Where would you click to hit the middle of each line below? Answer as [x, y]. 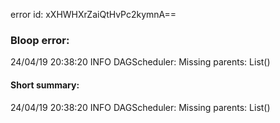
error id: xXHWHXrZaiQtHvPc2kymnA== [93, 14]
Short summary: [45, 85]
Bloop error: [40, 40]
